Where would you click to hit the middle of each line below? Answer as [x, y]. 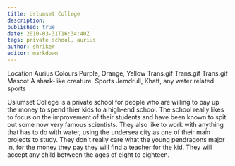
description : [26, 20]
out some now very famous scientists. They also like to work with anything [116, 124]
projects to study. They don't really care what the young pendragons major [116, 139]
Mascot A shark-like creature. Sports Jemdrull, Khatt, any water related [111, 81]
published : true [31, 27]
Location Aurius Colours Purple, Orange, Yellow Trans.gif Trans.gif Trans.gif [117, 73]
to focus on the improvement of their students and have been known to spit [117, 117]
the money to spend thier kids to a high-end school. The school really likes [116, 109]
